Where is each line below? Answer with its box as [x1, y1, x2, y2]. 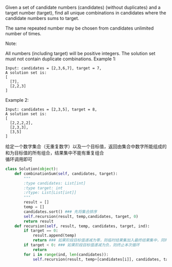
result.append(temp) [32, 233, 77, 238]
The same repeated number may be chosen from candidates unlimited [5, 25, 154, 31]
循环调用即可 [5, 156, 32, 162]
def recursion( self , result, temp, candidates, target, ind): [14, 224, 150, 229]
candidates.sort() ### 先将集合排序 [24, 209, 97, 214]
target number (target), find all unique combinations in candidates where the [5, 10, 166, 16]
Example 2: [5, 97, 29, 103]
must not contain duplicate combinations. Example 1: [5, 56, 116, 62]
